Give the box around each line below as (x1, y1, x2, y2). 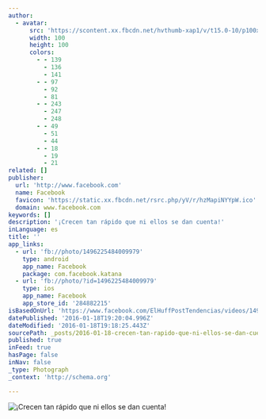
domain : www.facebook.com (15, 203, 101, 211)
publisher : (8, 174, 44, 183)
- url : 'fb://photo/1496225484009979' (15, 248, 144, 256)
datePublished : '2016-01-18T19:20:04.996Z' (8, 314, 154, 322)
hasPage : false (8, 351, 59, 359)
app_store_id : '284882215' (22, 299, 112, 307)
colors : (28, 48, 55, 56)
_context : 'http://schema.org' (8, 373, 112, 381)
